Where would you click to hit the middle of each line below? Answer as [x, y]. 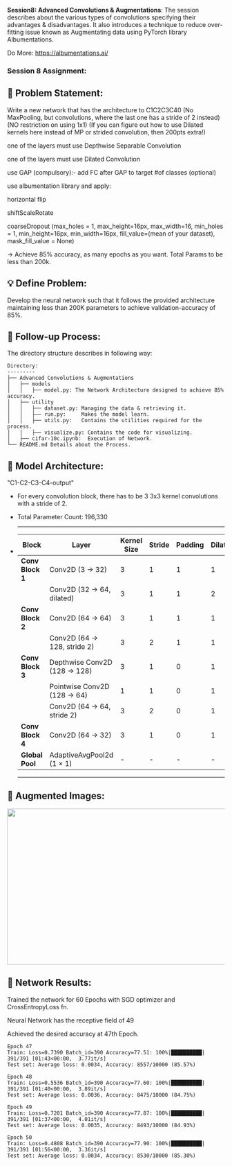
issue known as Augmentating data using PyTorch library [106, 32]
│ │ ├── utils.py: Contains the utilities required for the [105, 421]
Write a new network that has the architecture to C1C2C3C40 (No [100, 110]
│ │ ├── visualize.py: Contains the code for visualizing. [100, 433]
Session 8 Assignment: [47, 71]
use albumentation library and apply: [59, 186]
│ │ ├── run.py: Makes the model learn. [78, 415]
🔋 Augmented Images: [56, 795]
